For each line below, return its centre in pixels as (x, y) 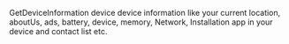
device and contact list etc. (58, 31)
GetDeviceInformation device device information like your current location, (145, 13)
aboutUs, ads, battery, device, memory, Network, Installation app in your (141, 22)
